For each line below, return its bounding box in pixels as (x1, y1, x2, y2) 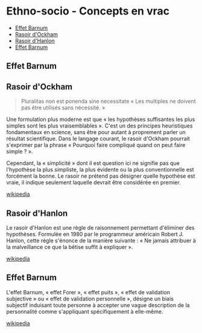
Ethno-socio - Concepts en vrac (6, 4, 170, 18)
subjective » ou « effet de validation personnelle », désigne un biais (6, 295, 174, 302)
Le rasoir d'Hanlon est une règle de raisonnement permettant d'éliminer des (6, 224, 195, 231)
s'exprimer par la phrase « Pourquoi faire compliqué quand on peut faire (6, 141, 186, 149)
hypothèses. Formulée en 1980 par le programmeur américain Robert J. (6, 230, 184, 238)
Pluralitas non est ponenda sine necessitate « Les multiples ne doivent (21, 98, 196, 105)
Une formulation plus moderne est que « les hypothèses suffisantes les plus (6, 116, 195, 123)
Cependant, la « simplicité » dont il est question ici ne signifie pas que (6, 160, 180, 167)
